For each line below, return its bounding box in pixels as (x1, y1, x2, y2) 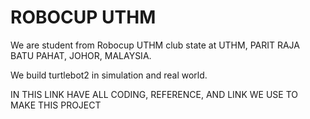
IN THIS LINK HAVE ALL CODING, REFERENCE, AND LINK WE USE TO (10, 88, 298, 100)
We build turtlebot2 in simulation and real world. (10, 69, 208, 81)
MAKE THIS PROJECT (10, 99, 102, 111)
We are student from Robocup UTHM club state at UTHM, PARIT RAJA (10, 39, 300, 51)
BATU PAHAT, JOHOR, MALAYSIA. (10, 49, 152, 61)
